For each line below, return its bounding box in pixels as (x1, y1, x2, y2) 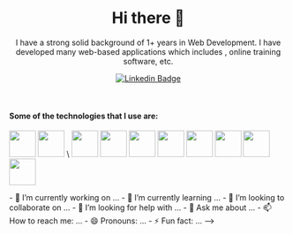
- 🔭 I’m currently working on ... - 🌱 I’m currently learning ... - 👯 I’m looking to (9, 192, 285, 203)
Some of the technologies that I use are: (9, 110, 159, 121)
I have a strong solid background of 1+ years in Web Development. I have (15, 37, 282, 48)
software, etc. (123, 56, 174, 66)
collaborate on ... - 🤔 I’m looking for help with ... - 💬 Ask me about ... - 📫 (9, 202, 272, 213)
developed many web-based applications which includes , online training (15, 46, 282, 57)
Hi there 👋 (111, 8, 185, 28)
